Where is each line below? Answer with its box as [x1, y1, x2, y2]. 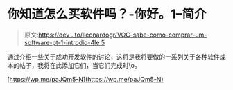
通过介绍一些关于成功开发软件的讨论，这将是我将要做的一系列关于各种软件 [7, 53, 220, 61]
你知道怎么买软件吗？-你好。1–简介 [7, 6, 207, 22]
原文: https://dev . [24, 30, 74, 39]
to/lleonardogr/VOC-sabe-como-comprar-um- [74, 30, 207, 39]
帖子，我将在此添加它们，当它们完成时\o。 [19, 61, 141, 69]
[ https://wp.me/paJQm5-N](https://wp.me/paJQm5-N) [7, 75, 164, 83]
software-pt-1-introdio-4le [24, 38, 100, 46]
